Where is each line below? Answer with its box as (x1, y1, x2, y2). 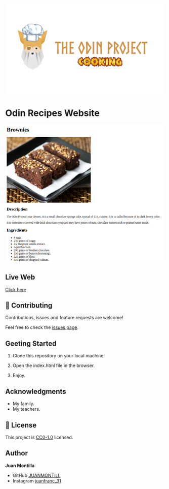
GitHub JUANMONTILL (12, 472, 61, 478)
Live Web (5, 273, 35, 282)
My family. (12, 401, 34, 407)
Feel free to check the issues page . (5, 324, 78, 330)
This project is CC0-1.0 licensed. (5, 434, 73, 440)
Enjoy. (12, 373, 26, 379)
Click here (5, 286, 27, 292)
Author (5, 449, 28, 457)
